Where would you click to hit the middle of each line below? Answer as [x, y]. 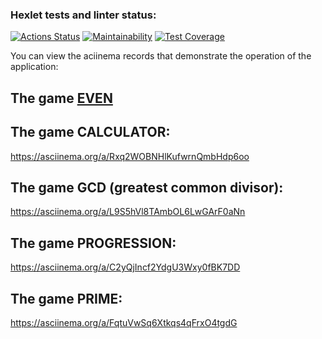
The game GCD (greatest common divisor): [147, 187]
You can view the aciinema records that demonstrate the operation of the [161, 56]
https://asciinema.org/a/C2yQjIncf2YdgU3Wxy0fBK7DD [125, 267]
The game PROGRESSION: [93, 243]
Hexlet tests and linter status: [83, 15]
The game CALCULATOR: [90, 132]
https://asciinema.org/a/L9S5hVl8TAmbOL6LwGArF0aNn [128, 212]
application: [34, 67]
